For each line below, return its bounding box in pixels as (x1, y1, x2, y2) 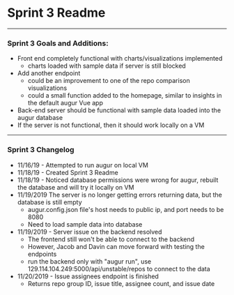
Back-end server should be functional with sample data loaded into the (17, 106, 221, 114)
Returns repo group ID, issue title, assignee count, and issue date (27, 279, 215, 287)
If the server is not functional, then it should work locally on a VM (17, 121, 205, 130)
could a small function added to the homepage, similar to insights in (27, 91, 222, 100)
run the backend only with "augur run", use (27, 257, 152, 266)
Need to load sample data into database (27, 220, 143, 228)
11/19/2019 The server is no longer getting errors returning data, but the (17, 190, 223, 199)
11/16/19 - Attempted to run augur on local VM (17, 160, 148, 169)
